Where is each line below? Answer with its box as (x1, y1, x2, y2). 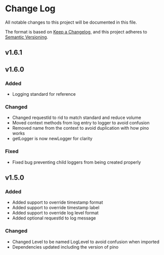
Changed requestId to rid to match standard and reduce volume (12, 114, 141, 121)
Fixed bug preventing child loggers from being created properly (12, 159, 141, 165)
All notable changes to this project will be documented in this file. (5, 19, 137, 25)
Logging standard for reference (12, 91, 76, 97)
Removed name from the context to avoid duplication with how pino (12, 125, 149, 131)
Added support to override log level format (12, 210, 99, 216)
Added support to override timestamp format (12, 199, 103, 205)
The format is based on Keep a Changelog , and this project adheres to (5, 29, 147, 35)
